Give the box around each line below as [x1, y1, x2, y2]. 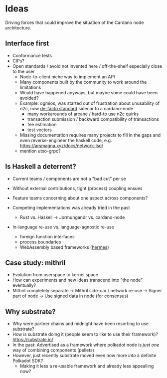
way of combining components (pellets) [12, 347, 95, 353]
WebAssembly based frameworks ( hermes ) [19, 244, 109, 250]
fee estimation [27, 121, 57, 127]
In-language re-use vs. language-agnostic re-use [12, 224, 115, 230]
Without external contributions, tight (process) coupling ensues [12, 185, 143, 191]
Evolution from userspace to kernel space [12, 272, 99, 278]
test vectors [27, 127, 52, 133]
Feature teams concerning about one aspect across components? [12, 195, 148, 201]
